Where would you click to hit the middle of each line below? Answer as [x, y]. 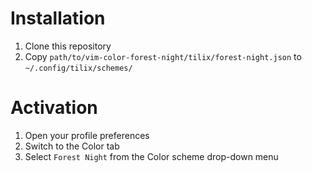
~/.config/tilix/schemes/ [78, 68]
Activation [54, 108]
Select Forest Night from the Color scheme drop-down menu [151, 156]
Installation [58, 18]
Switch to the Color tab [72, 146]
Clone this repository [68, 46]
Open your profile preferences [87, 135]
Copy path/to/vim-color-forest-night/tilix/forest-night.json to [163, 56]
